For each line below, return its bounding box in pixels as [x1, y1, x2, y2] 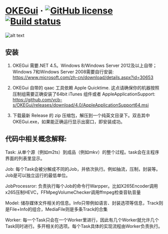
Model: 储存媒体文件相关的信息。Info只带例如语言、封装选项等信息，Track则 [5, 200, 163, 206]
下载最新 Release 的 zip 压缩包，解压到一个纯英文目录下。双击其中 [12, 112, 150, 118]
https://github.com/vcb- [12, 96, 63, 102]
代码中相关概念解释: [5, 135, 67, 143]
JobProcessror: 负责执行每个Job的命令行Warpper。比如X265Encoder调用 [5, 183, 158, 189]
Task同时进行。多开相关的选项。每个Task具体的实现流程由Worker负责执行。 [5, 223, 163, 229]
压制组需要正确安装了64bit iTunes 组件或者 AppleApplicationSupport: [12, 91, 155, 97]
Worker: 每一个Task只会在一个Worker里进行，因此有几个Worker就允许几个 [5, 216, 159, 223]
